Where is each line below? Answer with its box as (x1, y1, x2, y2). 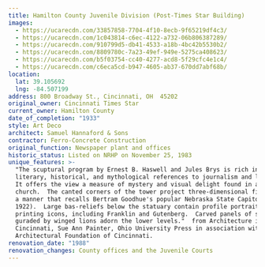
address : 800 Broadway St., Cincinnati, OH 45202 (8, 92, 178, 100)
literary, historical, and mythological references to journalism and (15, 173, 252, 182)
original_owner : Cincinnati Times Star (8, 100, 140, 107)
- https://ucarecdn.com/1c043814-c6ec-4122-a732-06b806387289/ (15, 33, 227, 42)
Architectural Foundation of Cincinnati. (15, 232, 154, 240)
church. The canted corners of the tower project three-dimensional (15, 187, 248, 196)
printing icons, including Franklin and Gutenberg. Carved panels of (15, 210, 252, 218)
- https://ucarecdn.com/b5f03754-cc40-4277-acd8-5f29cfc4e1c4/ (15, 56, 227, 64)
